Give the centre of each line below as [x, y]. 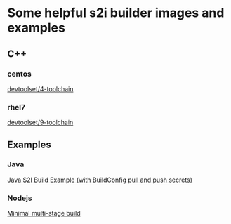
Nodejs [20, 198]
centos [19, 74]
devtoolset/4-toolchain [40, 88]
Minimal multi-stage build [44, 213]
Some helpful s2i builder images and [116, 13]
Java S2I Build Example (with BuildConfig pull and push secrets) [100, 180]
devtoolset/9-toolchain [40, 123]
